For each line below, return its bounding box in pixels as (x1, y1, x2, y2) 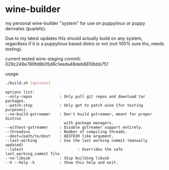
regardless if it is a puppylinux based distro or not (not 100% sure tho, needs (5, 40, 164, 46)
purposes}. (5, 107, 28, 112)
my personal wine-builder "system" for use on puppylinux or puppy (5, 20, 145, 26)
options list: (5, 90, 35, 95)
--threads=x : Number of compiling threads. (5, 129, 128, 134)
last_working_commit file (5, 151, 60, 156)
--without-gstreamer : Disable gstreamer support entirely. (5, 125, 143, 130)
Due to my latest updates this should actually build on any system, (5, 35, 143, 41)
